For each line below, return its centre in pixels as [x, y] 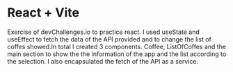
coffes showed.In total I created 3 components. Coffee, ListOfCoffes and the [117, 46]
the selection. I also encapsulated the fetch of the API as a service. [103, 61]
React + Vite [43, 13]
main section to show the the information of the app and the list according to [117, 54]
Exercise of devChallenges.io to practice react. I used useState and [104, 32]
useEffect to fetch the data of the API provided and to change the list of [110, 39]
